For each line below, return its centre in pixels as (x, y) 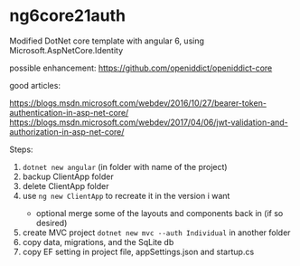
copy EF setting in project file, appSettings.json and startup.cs (138, 252)
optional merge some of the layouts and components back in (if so (159, 213)
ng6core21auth (68, 16)
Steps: (21, 149)
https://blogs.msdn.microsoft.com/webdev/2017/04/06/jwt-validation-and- (149, 122)
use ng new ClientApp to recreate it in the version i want (126, 195)
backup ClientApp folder (68, 176)
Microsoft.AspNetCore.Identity (66, 50)
